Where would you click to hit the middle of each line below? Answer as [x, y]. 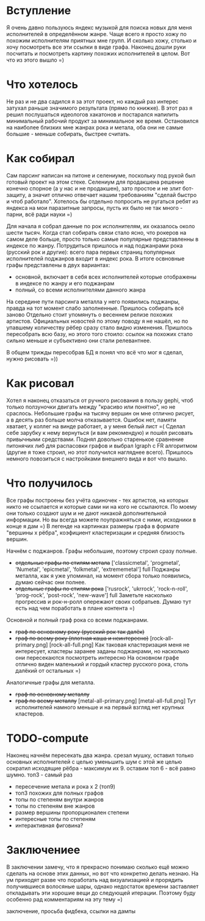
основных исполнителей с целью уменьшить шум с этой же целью [94, 762]
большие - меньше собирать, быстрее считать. [68, 134]
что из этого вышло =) [35, 60]
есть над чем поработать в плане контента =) [75, 608]
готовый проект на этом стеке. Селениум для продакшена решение [95, 182]
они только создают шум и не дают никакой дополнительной [86, 513]
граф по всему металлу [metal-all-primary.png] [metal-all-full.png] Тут [106, 701]
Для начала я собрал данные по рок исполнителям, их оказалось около [101, 226]
